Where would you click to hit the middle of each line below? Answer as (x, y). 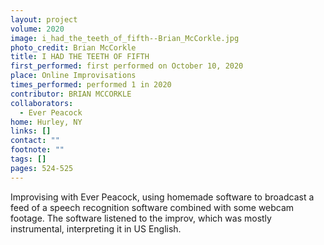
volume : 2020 (37, 29)
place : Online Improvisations (73, 76)
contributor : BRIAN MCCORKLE (71, 94)
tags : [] (28, 159)
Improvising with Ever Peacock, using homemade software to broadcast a (162, 197)
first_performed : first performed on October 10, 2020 (127, 66)
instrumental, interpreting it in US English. (96, 228)
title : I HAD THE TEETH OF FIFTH (80, 57)
